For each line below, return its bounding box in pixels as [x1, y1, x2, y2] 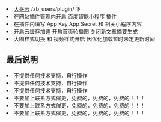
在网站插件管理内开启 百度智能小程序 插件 [14, 13, 117, 20]
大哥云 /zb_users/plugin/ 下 [14, 5, 81, 13]
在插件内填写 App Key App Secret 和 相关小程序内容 [14, 20, 142, 28]
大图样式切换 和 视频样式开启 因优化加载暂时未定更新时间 [14, 35, 155, 43]
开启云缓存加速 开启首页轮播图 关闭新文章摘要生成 [14, 28, 138, 35]
